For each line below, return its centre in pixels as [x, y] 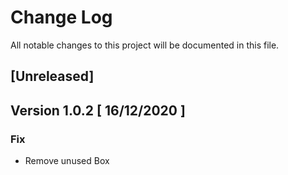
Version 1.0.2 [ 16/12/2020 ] [98, 110]
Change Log [61, 17]
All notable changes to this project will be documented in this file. [145, 45]
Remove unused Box [67, 161]
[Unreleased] [52, 76]
